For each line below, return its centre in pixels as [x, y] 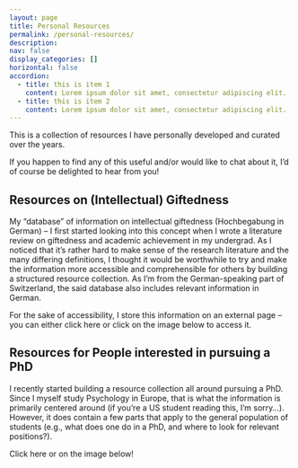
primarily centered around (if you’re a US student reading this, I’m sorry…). [147, 407]
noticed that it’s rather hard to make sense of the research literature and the [149, 250]
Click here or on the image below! [72, 454]
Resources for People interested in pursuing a [140, 353]
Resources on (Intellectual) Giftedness [119, 200]
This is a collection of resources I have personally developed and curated [145, 135]
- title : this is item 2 [64, 101]
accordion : [30, 76]
